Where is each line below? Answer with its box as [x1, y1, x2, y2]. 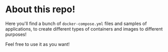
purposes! [5, 31, 27, 37]
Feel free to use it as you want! [5, 41, 70, 47]
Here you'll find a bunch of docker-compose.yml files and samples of [5, 20, 147, 27]
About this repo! [5, 4, 75, 15]
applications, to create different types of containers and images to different [5, 25, 163, 32]
